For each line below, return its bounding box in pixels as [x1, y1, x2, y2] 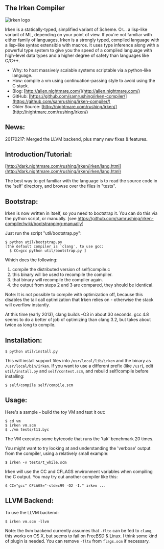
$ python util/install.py [5, 349, 58, 354]
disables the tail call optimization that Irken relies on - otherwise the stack [5, 297, 154, 303]
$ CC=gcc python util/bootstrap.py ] [9, 249, 87, 253]
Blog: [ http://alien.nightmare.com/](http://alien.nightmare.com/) [12, 88, 141, 94]
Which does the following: [5, 257, 58, 263]
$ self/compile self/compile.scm [5, 383, 73, 388]
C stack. [12, 83, 29, 89]
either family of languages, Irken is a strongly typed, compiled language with [5, 37, 160, 43]
